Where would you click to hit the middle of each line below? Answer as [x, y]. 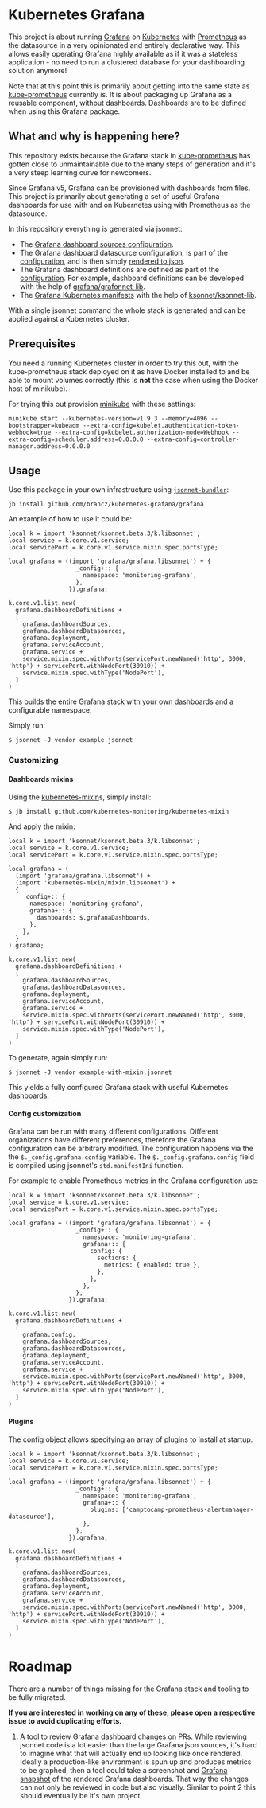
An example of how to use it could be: [70, 519]
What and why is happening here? [94, 137]
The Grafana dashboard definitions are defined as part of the [120, 269]
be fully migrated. [37, 1697]
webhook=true [30, 432]
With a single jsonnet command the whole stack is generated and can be [127, 310]
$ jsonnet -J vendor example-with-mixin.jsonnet [90, 1072]
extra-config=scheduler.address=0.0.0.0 [76, 439]
